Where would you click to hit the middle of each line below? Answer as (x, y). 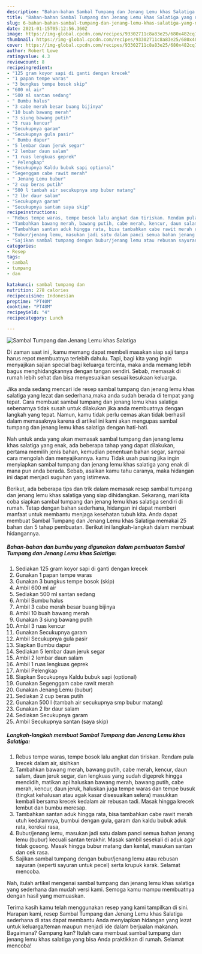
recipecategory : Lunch (35, 318)
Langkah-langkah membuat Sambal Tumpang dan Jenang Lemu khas (96, 735)
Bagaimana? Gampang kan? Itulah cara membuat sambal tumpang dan (94, 932)
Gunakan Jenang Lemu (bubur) (54, 690)
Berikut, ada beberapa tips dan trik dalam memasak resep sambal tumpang (100, 489)
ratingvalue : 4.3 (28, 56)
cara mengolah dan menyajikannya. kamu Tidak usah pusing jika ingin (93, 458)
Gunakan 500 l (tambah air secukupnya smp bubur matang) (89, 702)
